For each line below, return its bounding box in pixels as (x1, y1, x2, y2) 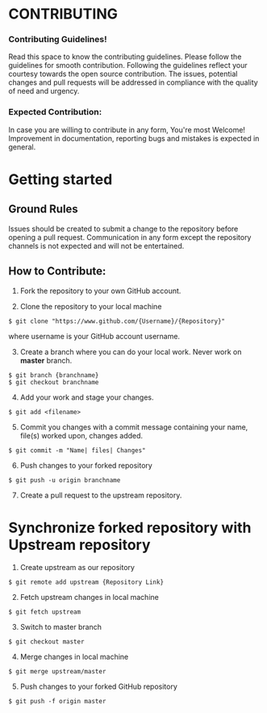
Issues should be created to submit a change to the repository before (8, 224, 239, 233)
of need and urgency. (8, 86, 80, 96)
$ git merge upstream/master (8, 667, 106, 675)
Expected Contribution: (8, 107, 102, 118)
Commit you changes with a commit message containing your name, (19, 422, 248, 432)
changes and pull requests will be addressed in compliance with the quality (8, 78, 258, 87)
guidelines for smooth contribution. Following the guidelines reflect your (8, 61, 248, 70)
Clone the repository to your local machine (19, 301, 162, 311)
